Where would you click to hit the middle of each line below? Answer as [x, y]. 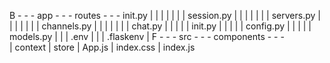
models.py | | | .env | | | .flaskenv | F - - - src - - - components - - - [147, 36]
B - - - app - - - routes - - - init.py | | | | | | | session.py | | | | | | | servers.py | [165, 15]
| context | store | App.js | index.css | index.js [102, 47]
